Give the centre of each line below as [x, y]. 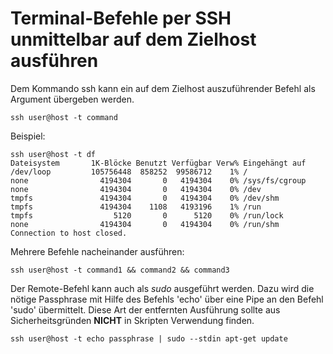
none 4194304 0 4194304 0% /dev [136, 189]
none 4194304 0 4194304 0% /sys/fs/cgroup [158, 180]
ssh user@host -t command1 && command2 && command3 [120, 270]
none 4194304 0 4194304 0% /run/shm [145, 224]
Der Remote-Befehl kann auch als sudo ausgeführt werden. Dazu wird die [162, 288]
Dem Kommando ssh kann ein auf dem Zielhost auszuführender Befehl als [163, 88]
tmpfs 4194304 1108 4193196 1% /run [136, 207]
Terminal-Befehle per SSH [121, 18]
